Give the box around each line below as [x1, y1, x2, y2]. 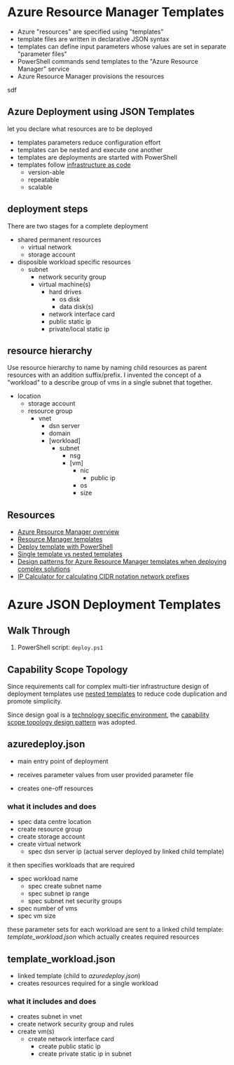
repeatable [27, 175, 60, 184]
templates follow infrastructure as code [17, 160, 131, 169]
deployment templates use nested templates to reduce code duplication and [7, 689, 228, 698]
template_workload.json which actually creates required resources [7, 933, 200, 941]
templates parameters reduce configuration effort [17, 138, 161, 146]
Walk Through [7, 624, 71, 636]
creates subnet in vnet [17, 1012, 83, 1021]
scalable [27, 183, 53, 191]
